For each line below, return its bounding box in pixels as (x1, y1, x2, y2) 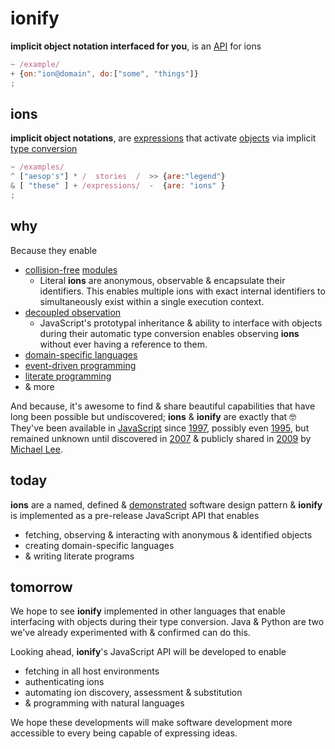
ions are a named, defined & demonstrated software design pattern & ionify (10, 498, 323, 511)
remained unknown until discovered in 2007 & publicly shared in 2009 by (10, 432, 312, 444)
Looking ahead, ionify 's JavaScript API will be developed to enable (10, 646, 287, 658)
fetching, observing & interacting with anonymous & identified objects (24, 528, 313, 541)
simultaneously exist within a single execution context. (39, 295, 265, 307)
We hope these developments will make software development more (10, 717, 293, 729)
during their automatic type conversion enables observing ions (39, 327, 300, 339)
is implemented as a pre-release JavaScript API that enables (10, 509, 260, 521)
